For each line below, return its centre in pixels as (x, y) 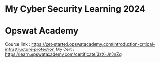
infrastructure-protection (30, 50)
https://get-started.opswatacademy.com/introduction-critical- (93, 44)
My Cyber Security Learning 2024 (75, 9)
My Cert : (65, 50)
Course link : (18, 44)
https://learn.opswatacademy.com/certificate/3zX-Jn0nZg (64, 54)
